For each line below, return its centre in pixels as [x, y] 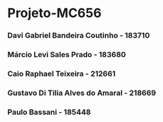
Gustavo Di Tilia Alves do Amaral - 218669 [82, 93]
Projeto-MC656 [54, 13]
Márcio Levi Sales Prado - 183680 [67, 55]
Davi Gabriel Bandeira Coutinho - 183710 [79, 36]
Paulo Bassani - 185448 [49, 112]
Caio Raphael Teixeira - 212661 [62, 73]
